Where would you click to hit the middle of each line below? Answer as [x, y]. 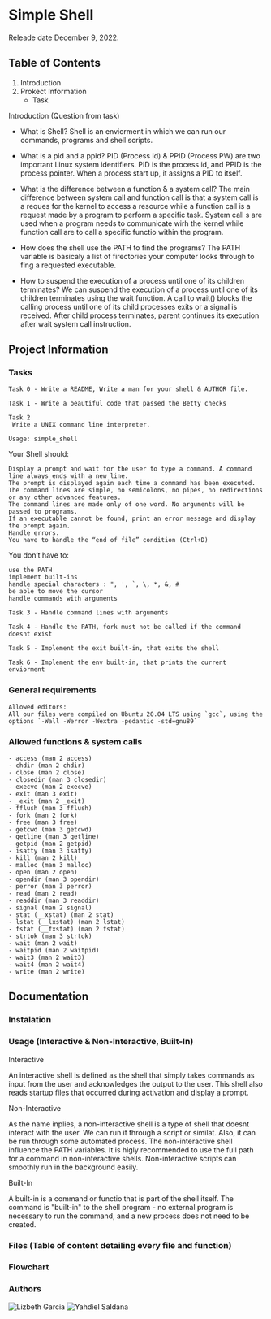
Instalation [30, 1020]
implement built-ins [43, 577]
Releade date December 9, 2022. [64, 37]
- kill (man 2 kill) [43, 858]
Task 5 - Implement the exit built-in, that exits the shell [114, 649]
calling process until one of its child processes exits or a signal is [129, 306]
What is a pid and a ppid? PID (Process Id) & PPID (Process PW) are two [140, 155]
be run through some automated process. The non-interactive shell [120, 1141]
